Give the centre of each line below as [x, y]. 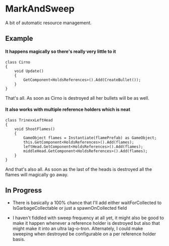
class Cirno [18, 62]
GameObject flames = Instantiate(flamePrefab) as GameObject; [90, 138]
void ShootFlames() [35, 129]
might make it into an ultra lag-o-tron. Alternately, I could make [78, 228]
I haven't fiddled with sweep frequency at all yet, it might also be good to [88, 218]
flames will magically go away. [37, 174]
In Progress [23, 190]
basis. [19, 239]
